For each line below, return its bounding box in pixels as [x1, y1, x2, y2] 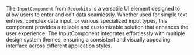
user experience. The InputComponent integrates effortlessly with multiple [6, 30, 185, 37]
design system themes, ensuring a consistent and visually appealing [6, 36, 171, 43]
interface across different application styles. [6, 42, 112, 49]
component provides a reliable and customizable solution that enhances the [6, 23, 189, 30]
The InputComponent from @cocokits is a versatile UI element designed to [6, 5, 180, 12]
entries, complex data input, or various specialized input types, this [6, 18, 168, 24]
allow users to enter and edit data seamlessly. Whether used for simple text [6, 11, 188, 18]
